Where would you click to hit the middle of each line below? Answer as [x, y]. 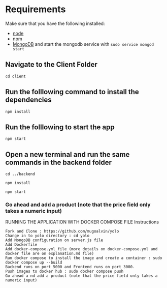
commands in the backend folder [59, 162]
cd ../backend [20, 174]
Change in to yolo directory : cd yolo [47, 236]
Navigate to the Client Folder [51, 65]
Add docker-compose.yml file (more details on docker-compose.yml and [81, 249]
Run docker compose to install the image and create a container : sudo [84, 258]
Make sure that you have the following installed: [55, 23]
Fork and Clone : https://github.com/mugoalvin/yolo [62, 232]
